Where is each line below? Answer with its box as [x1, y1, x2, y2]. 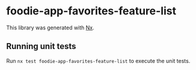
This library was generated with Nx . [6, 24, 94, 31]
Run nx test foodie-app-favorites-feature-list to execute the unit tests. [6, 57, 191, 64]
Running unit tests [6, 41, 76, 51]
